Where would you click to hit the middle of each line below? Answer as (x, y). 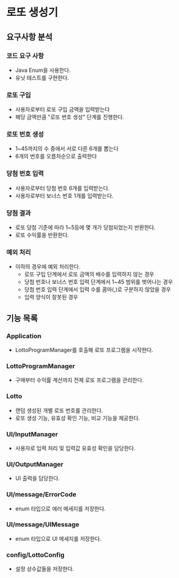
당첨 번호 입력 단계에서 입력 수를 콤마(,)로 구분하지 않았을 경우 (98, 289)
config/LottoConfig (36, 555)
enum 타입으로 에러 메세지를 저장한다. (60, 509)
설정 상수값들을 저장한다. (44, 569)
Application (24, 336)
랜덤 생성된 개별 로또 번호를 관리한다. (59, 410)
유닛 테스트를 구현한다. (42, 77)
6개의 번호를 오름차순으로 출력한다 (56, 157)
